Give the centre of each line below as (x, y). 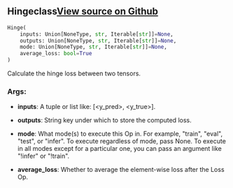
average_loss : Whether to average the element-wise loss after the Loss (121, 170)
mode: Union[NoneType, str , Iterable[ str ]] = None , (94, 47)
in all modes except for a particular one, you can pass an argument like (119, 149)
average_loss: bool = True (56, 54)
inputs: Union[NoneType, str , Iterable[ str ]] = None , (97, 34)
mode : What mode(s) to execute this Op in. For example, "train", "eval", (120, 134)
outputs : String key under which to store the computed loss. (104, 120)
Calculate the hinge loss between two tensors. (74, 73)
